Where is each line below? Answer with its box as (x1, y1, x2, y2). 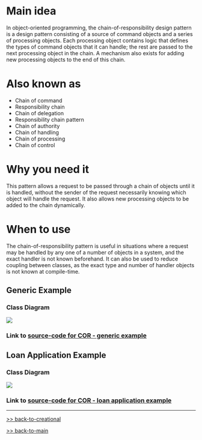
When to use (6, 223, 71, 236)
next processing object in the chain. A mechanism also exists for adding (6, 49, 185, 56)
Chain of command (14, 97, 63, 104)
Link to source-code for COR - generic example (6, 331, 147, 340)
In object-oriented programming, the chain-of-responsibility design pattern (6, 24, 192, 31)
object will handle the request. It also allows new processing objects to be (6, 195, 189, 202)
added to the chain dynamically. (6, 201, 85, 208)
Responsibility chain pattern (14, 116, 84, 123)
